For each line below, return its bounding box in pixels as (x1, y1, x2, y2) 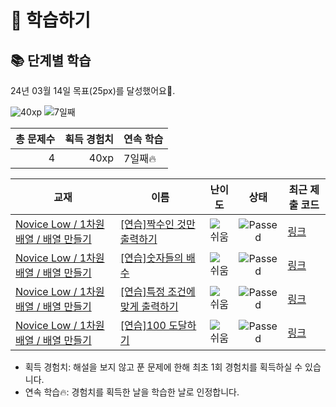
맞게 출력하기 (119, 300, 179, 313)
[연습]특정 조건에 (119, 285, 196, 298)
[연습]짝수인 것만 (119, 217, 196, 231)
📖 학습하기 (10, 9, 92, 32)
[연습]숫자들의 (119, 251, 184, 265)
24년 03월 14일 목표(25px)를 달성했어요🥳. (10, 85, 176, 96)
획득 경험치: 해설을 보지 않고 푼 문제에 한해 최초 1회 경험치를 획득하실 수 (24, 361, 303, 373)
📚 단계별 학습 (10, 52, 92, 69)
